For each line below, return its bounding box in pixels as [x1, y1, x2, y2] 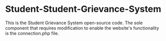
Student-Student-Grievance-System [5, 3, 161, 15]
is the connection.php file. [5, 30, 59, 36]
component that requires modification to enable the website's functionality [5, 25, 159, 31]
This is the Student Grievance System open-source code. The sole [5, 20, 143, 26]
